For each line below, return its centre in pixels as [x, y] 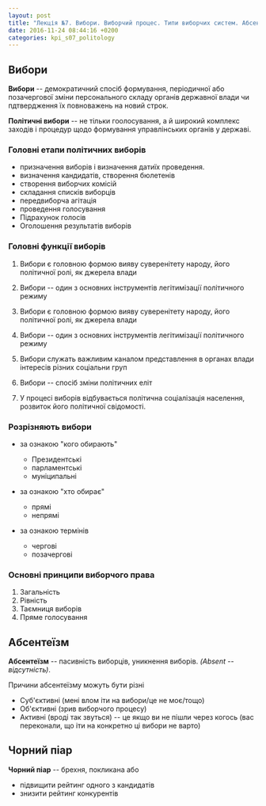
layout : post [30, 15]
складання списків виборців [68, 192]
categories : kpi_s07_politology [61, 38]
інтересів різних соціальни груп [73, 367]
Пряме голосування [53, 618]
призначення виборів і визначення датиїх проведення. [112, 167]
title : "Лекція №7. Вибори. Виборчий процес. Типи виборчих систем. [123, 23]
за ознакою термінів [54, 530]
